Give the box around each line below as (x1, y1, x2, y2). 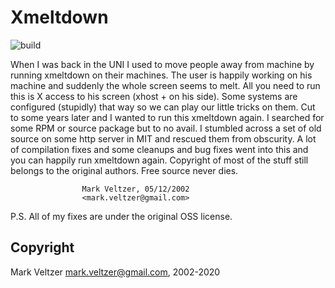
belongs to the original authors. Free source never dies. (10, 164, 239, 176)
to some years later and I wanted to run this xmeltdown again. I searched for (10, 111, 325, 123)
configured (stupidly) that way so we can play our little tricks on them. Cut (10, 101, 316, 113)
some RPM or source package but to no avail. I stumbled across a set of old (10, 122, 322, 134)
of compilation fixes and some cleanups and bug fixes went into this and (10, 143, 309, 155)
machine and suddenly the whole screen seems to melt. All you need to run (10, 79, 321, 91)
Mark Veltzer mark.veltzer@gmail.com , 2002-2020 (10, 266, 221, 278)
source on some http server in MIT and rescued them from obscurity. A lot (10, 132, 317, 145)
